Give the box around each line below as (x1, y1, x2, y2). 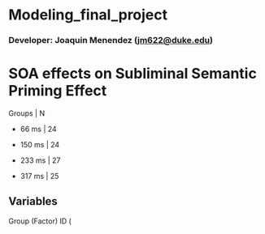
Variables (8, 194, 59, 208)
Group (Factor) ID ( (8, 216, 72, 226)
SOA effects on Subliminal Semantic (8, 65, 258, 83)
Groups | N (8, 108, 46, 118)
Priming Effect (8, 82, 107, 100)
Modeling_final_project (8, 6, 168, 24)
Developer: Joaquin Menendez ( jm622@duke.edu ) (8, 35, 214, 46)
